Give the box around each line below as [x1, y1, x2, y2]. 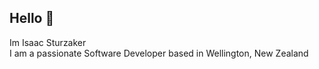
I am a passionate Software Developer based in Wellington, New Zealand [9, 47, 309, 59]
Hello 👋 [9, 10, 55, 27]
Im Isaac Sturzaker [9, 36, 87, 48]
